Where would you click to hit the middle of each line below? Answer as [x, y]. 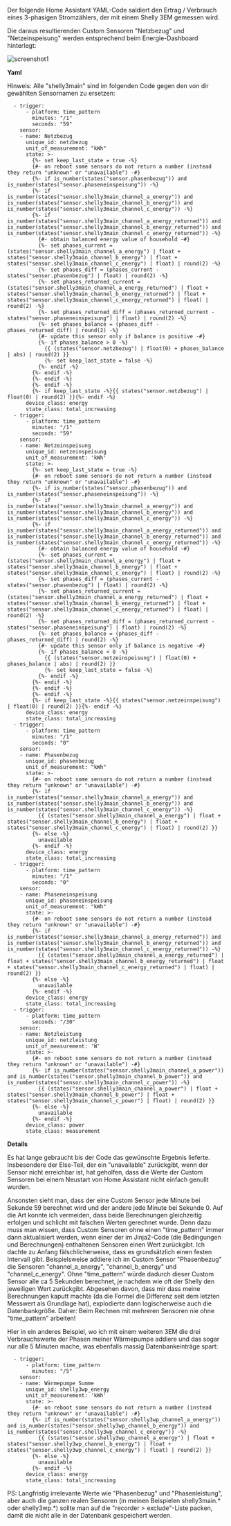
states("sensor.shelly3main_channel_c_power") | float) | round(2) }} [111, 1101]
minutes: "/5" [52, 1371]
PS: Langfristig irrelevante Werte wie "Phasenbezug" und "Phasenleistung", [115, 1493]
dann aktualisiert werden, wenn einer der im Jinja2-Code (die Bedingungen [114, 1237]
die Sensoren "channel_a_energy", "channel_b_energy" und [92, 1267]
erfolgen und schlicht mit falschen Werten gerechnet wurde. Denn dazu [109, 1222]
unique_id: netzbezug [57, 142]
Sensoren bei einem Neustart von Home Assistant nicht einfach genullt [108, 1179]
